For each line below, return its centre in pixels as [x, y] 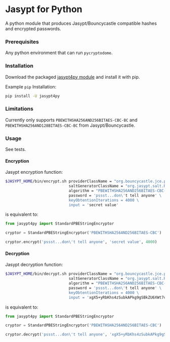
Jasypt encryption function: [34, 172]
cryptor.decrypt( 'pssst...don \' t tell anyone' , [56, 334]
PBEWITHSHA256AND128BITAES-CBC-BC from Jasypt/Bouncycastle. [70, 125]
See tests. [16, 149]
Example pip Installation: [31, 86]
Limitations [19, 109]
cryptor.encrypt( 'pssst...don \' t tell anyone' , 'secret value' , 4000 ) [81, 242]
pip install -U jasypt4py [32, 96]
